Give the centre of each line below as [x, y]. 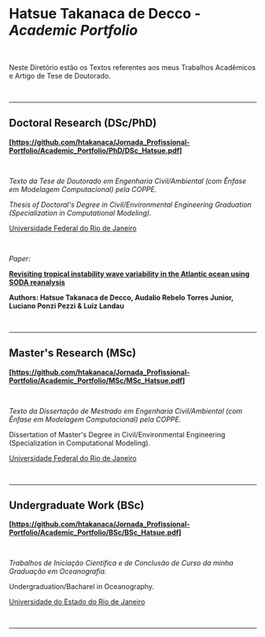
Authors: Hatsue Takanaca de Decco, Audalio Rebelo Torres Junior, [121, 297]
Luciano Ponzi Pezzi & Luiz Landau [66, 306]
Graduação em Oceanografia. [58, 572]
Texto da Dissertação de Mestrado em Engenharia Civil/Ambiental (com [126, 411]
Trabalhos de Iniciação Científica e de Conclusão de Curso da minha [121, 563]
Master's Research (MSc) [73, 353]
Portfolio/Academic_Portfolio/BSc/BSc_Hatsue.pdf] [95, 532]
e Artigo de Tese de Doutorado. [60, 75]
